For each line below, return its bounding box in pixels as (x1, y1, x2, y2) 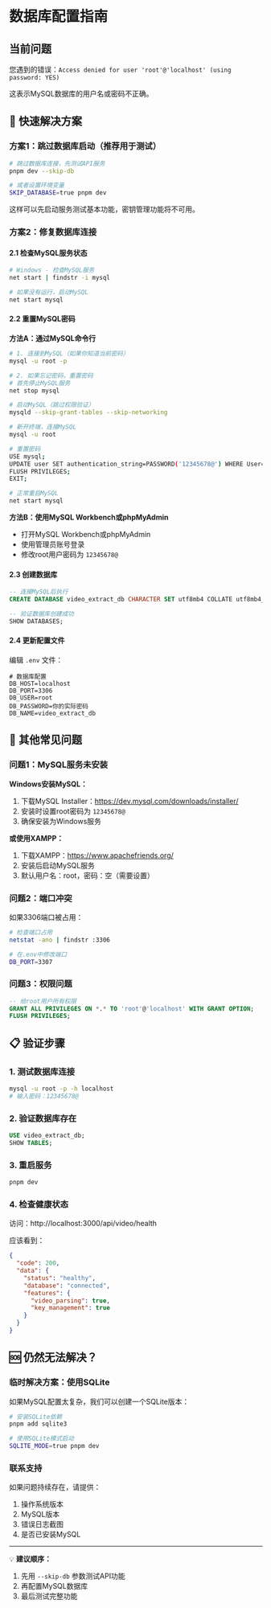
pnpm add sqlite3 (9, 1420, 68, 1428)
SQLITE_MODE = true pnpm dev (9, 1442, 100, 1450)
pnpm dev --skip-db (9, 166, 75, 175)
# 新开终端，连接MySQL (9, 423, 77, 431)
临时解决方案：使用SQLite (9, 1376, 110, 1388)
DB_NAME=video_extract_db (9, 709, 96, 717)
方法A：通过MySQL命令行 (9, 334, 96, 343)
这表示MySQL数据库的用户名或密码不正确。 (9, 89, 154, 98)
